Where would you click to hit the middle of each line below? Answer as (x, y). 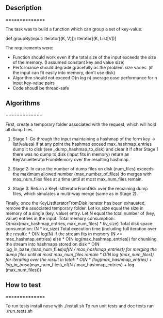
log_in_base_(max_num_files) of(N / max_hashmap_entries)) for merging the (81, 249)
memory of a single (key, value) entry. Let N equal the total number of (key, (81, 213)
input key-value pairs (33, 83)
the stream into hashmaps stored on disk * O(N (53, 244)
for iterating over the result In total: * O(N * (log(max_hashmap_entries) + (79, 259)
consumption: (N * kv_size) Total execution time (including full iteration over (81, 228)
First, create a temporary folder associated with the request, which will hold (81, 124)
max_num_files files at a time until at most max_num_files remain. (78, 179)
